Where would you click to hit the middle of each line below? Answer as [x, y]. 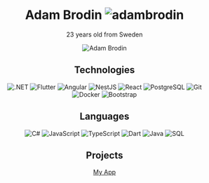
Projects [104, 155]
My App [104, 172]
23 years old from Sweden [104, 34]
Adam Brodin [63, 15]
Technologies [104, 70]
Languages [104, 117]
